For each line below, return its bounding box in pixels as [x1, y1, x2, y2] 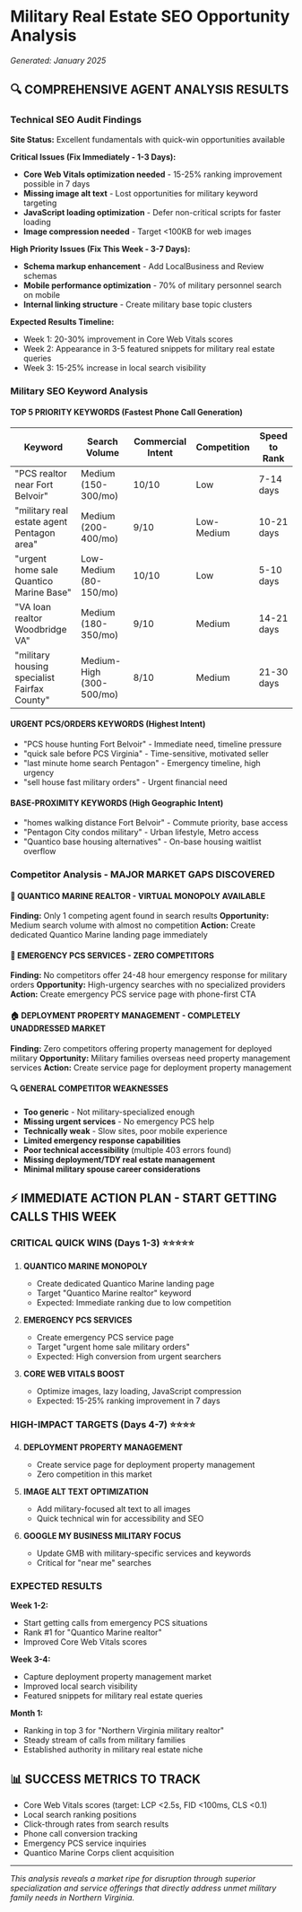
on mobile [22, 289, 61, 300]
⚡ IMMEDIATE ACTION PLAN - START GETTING [10, 1191, 277, 1206]
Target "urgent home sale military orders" [36, 1341, 191, 1352]
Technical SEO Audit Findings [10, 114, 142, 127]
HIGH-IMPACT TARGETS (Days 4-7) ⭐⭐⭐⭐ [10, 1418, 196, 1430]
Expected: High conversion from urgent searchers [36, 1350, 222, 1361]
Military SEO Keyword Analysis [10, 384, 149, 397]
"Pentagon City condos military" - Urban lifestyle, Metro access [22, 827, 259, 838]
